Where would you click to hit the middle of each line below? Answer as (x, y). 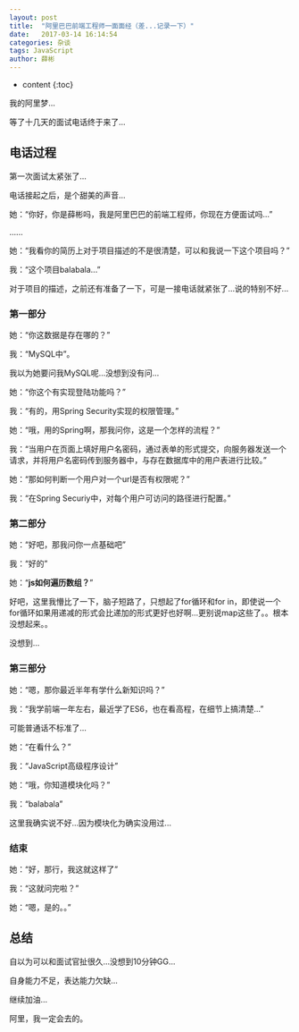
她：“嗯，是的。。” (40, 907)
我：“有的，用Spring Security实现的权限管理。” (94, 411)
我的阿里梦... (33, 103)
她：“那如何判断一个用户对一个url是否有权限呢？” (100, 479)
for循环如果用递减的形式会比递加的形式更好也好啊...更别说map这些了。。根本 (149, 613)
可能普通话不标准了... (48, 727)
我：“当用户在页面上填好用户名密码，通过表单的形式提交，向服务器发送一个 (148, 449)
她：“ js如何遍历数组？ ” (51, 583)
